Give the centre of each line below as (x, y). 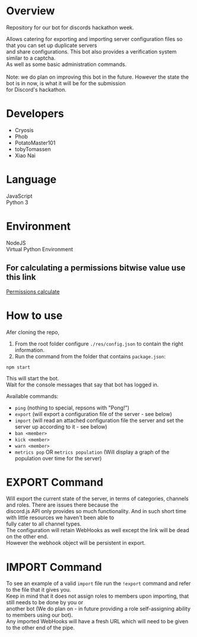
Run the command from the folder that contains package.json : (90, 356)
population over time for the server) (58, 458)
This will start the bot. (33, 378)
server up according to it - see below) (61, 426)
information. (29, 350)
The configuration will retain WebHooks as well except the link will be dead (98, 530)
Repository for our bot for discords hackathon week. (70, 27)
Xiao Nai (25, 155)
